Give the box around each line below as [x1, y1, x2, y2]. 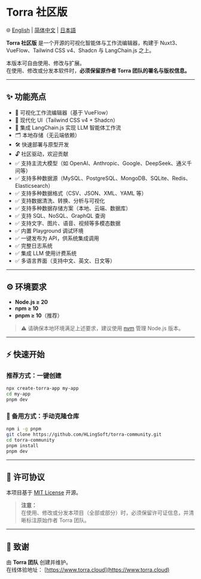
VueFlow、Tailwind [6, 46, 54, 54]
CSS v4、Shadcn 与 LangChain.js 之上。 [54, 46, 154, 54]
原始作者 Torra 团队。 [36, 517, 90, 524]
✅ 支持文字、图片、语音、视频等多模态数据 [14, 220, 121, 227]
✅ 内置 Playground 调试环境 [14, 227, 84, 234]
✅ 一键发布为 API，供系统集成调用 [14, 235, 99, 242]
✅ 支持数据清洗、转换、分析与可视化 [14, 197, 105, 204]
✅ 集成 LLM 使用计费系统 [14, 250, 77, 257]
